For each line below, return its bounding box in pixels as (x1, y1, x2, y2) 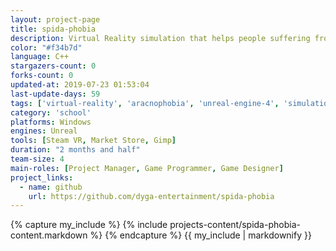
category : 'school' (10, 107, 92, 118)
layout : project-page (10, 14, 101, 25)
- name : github (19, 182, 83, 192)
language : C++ (10, 52, 70, 62)
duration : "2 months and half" (10, 145, 141, 155)
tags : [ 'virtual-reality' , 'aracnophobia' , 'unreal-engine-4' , (10, 98, 280, 108)
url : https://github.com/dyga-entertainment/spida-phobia (28, 191, 275, 201)
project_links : (10, 172, 74, 183)
